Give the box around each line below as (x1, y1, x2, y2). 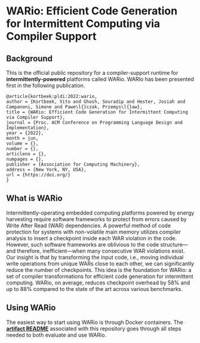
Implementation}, (6, 125, 50, 131)
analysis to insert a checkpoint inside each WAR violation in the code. (6, 234, 177, 241)
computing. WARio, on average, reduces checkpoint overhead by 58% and (6, 279, 190, 286)
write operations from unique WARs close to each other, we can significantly (6, 260, 195, 267)
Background (6, 53, 53, 63)
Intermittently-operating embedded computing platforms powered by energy (6, 209, 195, 216)
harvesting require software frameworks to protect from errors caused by (6, 215, 187, 222)
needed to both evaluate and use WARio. (6, 331, 106, 338)
